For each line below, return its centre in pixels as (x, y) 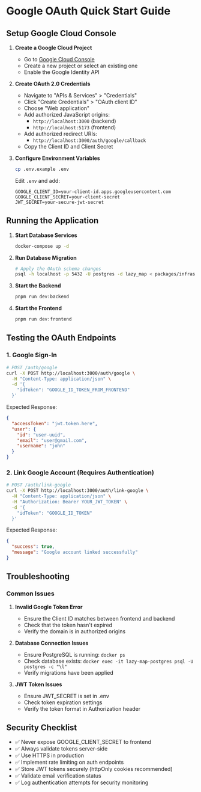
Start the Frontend (38, 309)
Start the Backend (38, 286)
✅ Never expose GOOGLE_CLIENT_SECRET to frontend (83, 742)
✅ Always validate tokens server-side (61, 749)
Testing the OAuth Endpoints (61, 338)
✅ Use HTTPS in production (49, 755)
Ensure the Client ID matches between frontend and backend (99, 618)
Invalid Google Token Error (49, 607)
